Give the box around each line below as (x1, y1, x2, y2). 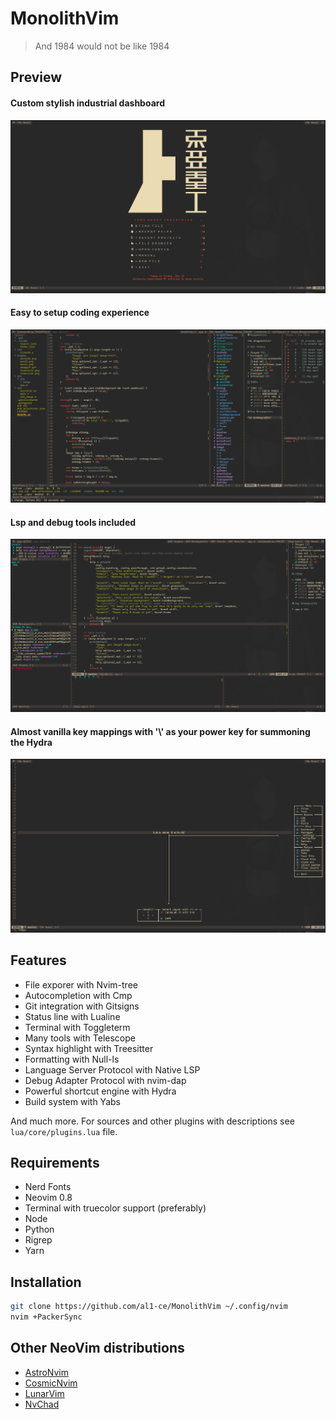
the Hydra (10, 736, 53, 748)
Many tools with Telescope (24, 1032, 136, 1044)
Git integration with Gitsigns (24, 1000, 140, 1012)
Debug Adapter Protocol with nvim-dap (24, 1074, 187, 1086)
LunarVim (24, 1387, 65, 1399)
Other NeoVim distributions (10, 1340, 185, 1357)
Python (24, 1223, 55, 1236)
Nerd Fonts (24, 1181, 72, 1193)
